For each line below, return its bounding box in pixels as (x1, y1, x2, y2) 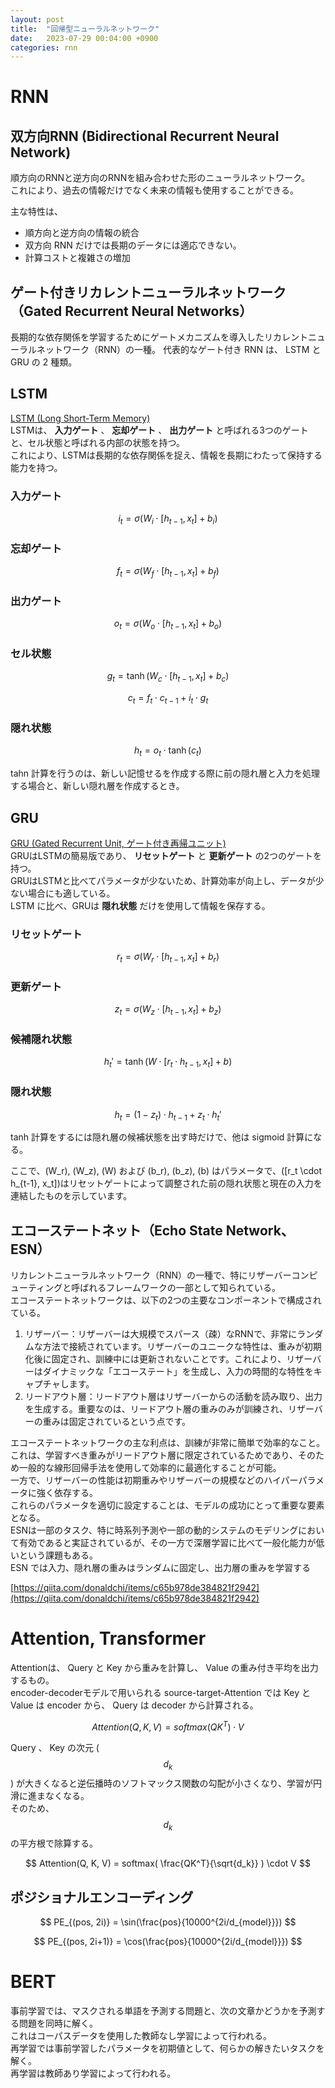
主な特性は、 (10, 206, 63, 218)
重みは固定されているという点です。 (42, 1416, 191, 1428)
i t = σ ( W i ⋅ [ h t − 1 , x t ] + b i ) (118, 512, 218, 526)
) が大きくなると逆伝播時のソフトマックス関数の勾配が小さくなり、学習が (10, 1777, 314, 1789)
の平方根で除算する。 (10, 1837, 98, 1850)
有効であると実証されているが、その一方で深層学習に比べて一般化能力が (18, 1537, 317, 1549)
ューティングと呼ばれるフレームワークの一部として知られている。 (10, 1282, 281, 1294)
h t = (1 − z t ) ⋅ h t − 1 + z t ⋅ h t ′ (114, 1108, 222, 1123)
